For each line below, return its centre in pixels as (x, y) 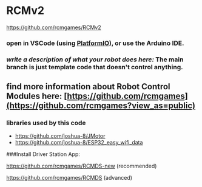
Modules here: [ (37, 96)
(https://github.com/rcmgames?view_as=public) (101, 106)
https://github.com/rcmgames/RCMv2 (54, 27)
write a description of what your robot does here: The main (95, 59)
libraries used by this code (46, 123)
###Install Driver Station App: (43, 154)
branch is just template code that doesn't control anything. (95, 67)
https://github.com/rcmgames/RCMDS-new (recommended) (82, 166)
